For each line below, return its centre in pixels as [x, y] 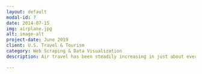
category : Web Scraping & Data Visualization [64, 51]
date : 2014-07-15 [28, 23]
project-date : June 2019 [37, 40]
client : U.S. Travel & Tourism [45, 46]
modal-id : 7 [21, 17]
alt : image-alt [25, 34]
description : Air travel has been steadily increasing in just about [95, 57]
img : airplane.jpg [29, 29]
